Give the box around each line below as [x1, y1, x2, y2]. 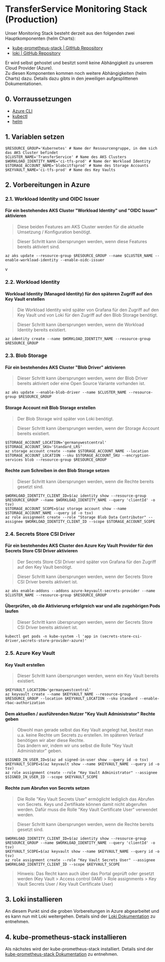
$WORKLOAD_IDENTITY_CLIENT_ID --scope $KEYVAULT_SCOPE [5, 862, 120, 867]
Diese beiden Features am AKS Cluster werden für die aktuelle [17, 224, 144, 230]
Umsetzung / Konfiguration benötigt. [17, 229, 92, 235]
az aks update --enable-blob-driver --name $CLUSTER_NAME [5, 390, 127, 395]
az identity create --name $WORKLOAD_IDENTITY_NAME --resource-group [5, 336, 151, 342]
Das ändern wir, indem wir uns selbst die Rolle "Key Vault [17, 742, 133, 749]
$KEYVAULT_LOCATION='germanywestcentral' [5, 688, 92, 693]
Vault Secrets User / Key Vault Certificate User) [17, 881, 113, 887]
